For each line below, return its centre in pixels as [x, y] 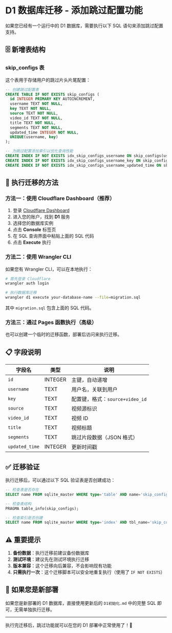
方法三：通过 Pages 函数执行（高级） [51, 323]
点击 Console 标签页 [34, 230]
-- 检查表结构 [18, 504]
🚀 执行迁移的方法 [32, 183]
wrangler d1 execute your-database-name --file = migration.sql [73, 298]
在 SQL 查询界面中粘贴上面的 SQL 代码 [53, 236]
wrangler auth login [27, 284]
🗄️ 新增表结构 [25, 50]
